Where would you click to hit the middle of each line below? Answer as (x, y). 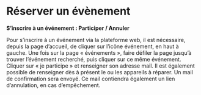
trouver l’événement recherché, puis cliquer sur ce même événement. (94, 59)
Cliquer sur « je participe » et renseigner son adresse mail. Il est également (101, 66)
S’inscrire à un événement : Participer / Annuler (68, 28)
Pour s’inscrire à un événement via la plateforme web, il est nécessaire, (96, 40)
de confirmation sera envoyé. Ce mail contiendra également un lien (91, 79)
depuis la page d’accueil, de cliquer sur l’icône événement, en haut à (93, 46)
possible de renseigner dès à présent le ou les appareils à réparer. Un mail (100, 72)
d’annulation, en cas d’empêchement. (53, 85)
